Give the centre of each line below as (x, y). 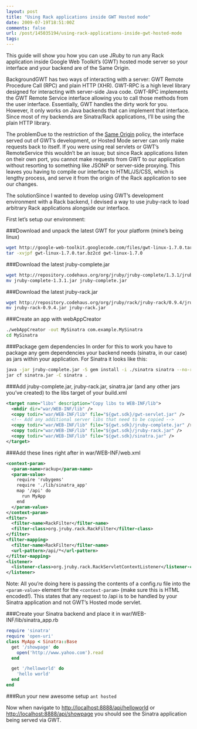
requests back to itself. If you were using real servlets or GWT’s (83, 147)
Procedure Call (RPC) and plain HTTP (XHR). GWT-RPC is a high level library (98, 85)
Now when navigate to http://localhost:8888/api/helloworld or (81, 707)
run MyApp (33, 496)
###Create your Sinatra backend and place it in (63, 614)
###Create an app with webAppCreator (54, 319)
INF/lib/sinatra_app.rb (32, 620)
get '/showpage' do (35, 647)
